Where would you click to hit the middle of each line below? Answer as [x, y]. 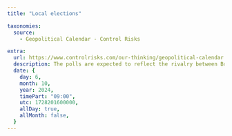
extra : [17, 51]
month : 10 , [35, 84]
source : [25, 32]
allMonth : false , [45, 116]
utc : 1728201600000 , [49, 103]
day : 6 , [30, 77]
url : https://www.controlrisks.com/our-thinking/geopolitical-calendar [119, 58]
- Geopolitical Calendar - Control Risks [80, 39]
